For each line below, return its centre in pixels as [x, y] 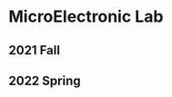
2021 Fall [35, 50]
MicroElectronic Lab [86, 17]
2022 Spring [45, 80]
